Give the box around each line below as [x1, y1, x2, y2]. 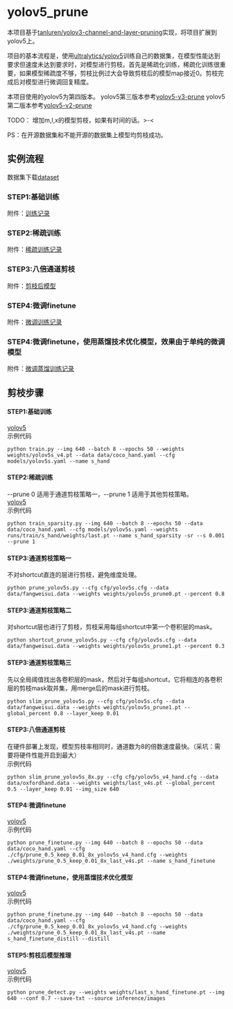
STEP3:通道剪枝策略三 [7, 658, 71, 667]
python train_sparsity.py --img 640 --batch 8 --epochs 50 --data [7, 520, 203, 527]
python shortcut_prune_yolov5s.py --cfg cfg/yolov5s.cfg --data [7, 637, 197, 644]
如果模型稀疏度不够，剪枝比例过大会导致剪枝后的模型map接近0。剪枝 [19, 69, 218, 77]
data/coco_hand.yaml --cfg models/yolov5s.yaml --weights [7, 526, 178, 533]
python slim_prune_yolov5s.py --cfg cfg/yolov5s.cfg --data [7, 697, 185, 705]
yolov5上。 [7, 36, 39, 45]
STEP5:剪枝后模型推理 [7, 951, 71, 959]
